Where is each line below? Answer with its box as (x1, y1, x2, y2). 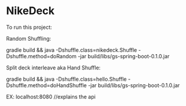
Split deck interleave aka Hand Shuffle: (6, 64, 101, 71)
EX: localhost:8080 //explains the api (6, 93, 96, 100)
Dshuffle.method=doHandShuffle (6, 81, 87, 89)
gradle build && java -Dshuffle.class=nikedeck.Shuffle (6, 46, 138, 54)
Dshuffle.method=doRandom (6, 52, 77, 59)
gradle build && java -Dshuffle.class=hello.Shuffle (6, 75, 127, 82)
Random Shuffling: (6, 35, 51, 42)
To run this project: (6, 24, 52, 31)
